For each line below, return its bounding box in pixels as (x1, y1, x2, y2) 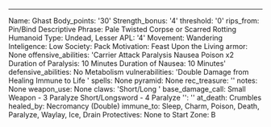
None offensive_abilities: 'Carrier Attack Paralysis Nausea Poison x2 (8, 50, 234, 59)
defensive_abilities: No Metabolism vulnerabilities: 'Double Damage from (8, 68, 249, 76)
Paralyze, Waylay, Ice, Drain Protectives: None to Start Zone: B (8, 110, 216, 119)
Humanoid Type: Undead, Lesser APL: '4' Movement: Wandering (8, 33, 223, 43)
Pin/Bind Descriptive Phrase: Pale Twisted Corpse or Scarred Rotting (8, 25, 236, 34)
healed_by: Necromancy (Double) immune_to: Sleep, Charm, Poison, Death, (8, 101, 260, 111)
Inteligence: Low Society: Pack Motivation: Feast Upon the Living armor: (8, 42, 248, 51)
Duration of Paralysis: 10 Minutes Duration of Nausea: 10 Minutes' (8, 59, 227, 68)
